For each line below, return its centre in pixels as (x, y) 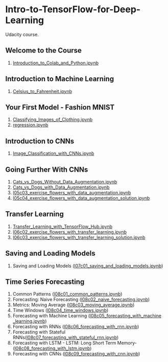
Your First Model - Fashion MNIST (60, 107)
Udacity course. (22, 34)
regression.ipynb (30, 125)
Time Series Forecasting (45, 282)
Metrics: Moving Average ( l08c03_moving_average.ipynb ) (74, 305)
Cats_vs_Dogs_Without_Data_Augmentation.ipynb (65, 182)
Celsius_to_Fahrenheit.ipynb (42, 91)
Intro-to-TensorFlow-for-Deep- (73, 9)
